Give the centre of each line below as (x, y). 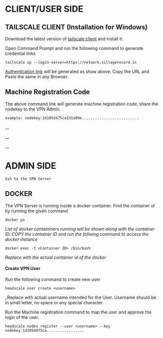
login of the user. (22, 317)
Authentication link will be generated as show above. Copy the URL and (77, 71)
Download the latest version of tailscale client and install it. (64, 39)
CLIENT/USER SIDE (44, 9)
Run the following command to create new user (53, 279)
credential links (20, 53)
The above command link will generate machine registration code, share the (82, 104)
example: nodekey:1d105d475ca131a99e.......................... (72, 118)
